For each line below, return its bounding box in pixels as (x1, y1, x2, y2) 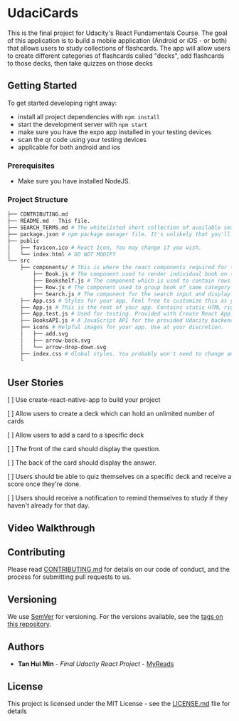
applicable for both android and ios (17, 143, 121, 151)
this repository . (7, 620, 52, 629)
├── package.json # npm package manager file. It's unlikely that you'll (7, 231, 231, 238)
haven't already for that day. (7, 501, 90, 510)
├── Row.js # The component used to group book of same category (33, 283, 231, 291)
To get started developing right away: (7, 99, 117, 107)
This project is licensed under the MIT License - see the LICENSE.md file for (7, 699, 230, 707)
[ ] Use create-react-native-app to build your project (7, 395, 161, 404)
